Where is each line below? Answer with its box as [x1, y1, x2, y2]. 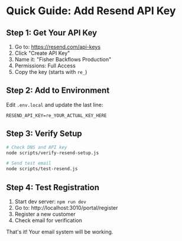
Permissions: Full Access [14, 62, 76, 69]
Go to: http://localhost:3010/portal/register [14, 204, 118, 211]
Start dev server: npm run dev [14, 198, 87, 205]
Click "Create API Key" [14, 50, 70, 57]
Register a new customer [14, 210, 76, 217]
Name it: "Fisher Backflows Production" [14, 56, 112, 63]
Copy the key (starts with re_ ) [14, 69, 87, 75]
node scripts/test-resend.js [6, 166, 78, 172]
